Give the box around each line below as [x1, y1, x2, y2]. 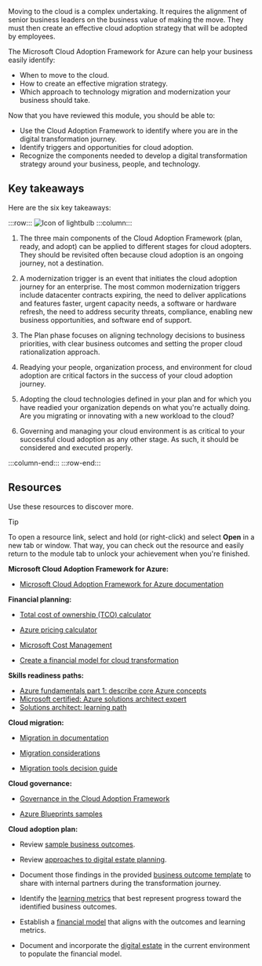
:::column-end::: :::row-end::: [8, 458, 101, 467]
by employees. [8, 31, 56, 41]
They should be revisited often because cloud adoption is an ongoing [19, 250, 244, 259]
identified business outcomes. [19, 902, 118, 911]
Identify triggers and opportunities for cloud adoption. [19, 143, 194, 152]
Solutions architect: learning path [19, 702, 127, 712]
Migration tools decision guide [19, 763, 118, 773]
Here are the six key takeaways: [8, 203, 111, 212]
